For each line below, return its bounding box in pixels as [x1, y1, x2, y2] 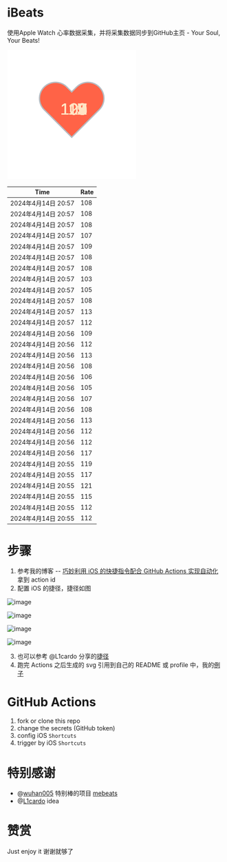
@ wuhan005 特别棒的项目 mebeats [17, 789, 118, 797]
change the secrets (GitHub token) [17, 724, 116, 732]
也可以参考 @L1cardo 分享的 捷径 [17, 653, 109, 661]
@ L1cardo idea [17, 797, 60, 805]
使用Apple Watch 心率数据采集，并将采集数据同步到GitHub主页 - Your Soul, [7, 28, 221, 37]
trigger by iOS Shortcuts [17, 739, 87, 747]
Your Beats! [7, 36, 40, 44]
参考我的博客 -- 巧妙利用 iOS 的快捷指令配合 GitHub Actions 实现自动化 [17, 567, 219, 575]
